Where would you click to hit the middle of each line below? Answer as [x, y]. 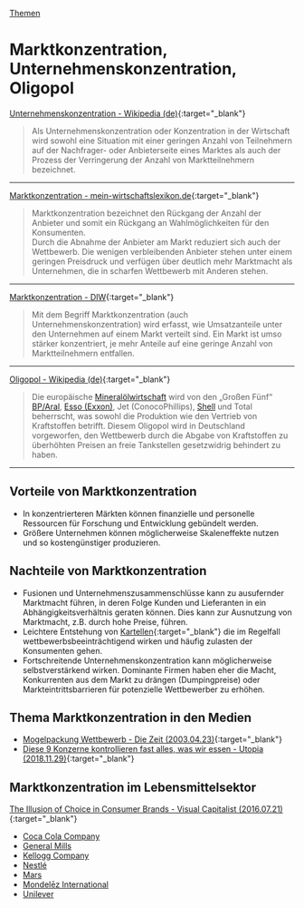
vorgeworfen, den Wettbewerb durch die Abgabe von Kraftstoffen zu [160, 435]
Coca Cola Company [61, 836]
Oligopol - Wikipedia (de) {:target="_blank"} [90, 379]
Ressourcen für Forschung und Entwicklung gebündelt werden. [141, 523]
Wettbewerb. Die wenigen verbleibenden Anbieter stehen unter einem [161, 251]
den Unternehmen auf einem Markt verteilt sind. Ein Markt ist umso [157, 334]
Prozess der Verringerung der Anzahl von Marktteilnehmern [143, 160]
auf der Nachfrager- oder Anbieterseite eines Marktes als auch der [156, 150]
